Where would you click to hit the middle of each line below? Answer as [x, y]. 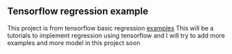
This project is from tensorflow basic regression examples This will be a [111, 28]
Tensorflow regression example [78, 11]
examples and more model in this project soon [74, 43]
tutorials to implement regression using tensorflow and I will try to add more [116, 35]
